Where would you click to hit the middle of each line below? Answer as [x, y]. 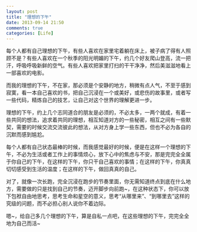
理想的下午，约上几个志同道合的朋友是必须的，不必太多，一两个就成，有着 [96, 113]
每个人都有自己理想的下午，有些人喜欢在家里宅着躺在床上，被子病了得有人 [96, 51]
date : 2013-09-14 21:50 [35, 22]
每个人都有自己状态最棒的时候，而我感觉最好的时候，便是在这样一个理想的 [96, 147]
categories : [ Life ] [30, 33]
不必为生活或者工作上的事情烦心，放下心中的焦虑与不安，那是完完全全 [101, 154]
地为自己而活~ [23, 223]
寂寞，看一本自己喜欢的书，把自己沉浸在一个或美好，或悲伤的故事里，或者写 [98, 93]
